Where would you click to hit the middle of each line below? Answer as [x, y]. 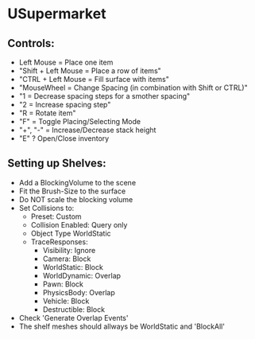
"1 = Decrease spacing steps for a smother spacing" [104, 96]
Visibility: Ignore [69, 250]
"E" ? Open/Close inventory [64, 138]
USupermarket [57, 14]
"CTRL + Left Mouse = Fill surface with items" [94, 79]
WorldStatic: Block [73, 267]
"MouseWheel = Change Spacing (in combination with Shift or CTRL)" [133, 88]
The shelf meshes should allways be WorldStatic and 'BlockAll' [122, 326]
